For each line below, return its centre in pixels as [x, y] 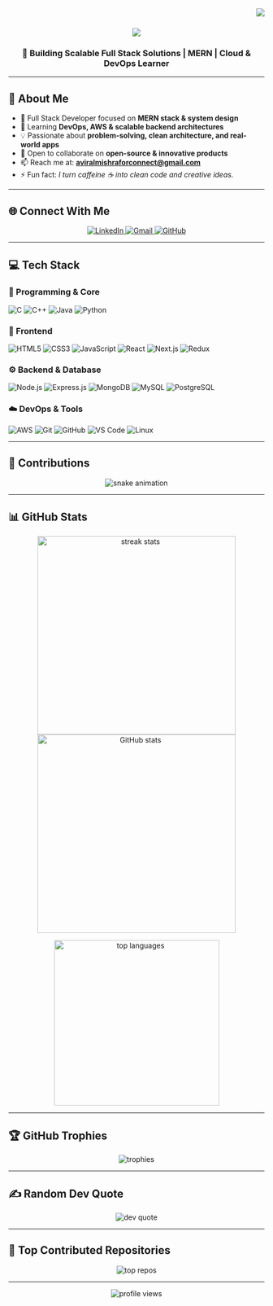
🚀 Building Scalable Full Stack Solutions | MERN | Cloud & [136, 54]
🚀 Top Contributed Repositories [89, 1250]
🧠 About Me [39, 98]
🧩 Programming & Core [54, 292]
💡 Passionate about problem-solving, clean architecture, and [124, 136]
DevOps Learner [136, 64]
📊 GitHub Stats [48, 517]
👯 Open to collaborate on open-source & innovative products [124, 153]
